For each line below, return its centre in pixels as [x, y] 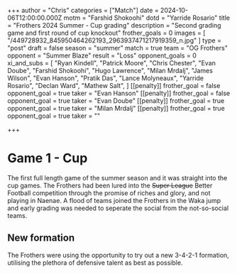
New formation [41, 238]
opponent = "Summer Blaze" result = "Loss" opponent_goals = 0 [102, 55]
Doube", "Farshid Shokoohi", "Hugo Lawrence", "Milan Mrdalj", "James [110, 71]
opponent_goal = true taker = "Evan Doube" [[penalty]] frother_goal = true [116, 101]
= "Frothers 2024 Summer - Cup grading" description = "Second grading [114, 25]
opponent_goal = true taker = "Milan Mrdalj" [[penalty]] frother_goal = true [116, 108]
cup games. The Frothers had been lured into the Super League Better [110, 185]
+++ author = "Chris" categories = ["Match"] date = [83, 10]
